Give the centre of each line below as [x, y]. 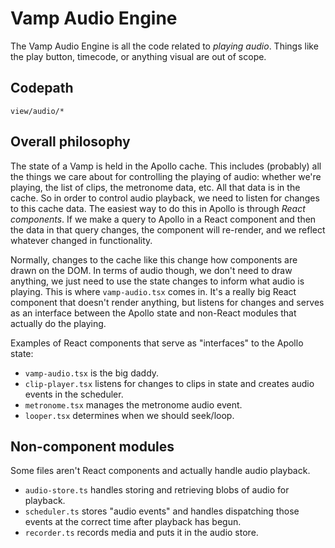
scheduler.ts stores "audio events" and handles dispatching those [162, 511]
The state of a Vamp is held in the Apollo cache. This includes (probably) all [166, 166]
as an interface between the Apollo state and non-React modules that [153, 313]
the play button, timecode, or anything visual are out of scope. [138, 56]
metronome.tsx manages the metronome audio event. [133, 404]
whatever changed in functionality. [81, 240]
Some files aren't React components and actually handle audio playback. [160, 471]
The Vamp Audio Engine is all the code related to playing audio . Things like [164, 46]
